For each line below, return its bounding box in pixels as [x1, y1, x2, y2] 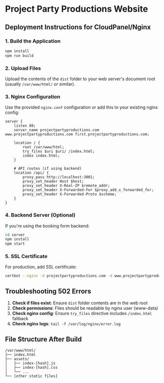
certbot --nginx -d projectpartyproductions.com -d [5, 273, 112, 278]
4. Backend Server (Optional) [5, 212, 76, 219]
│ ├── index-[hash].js [5, 360, 56, 365]
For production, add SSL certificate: [5, 264, 77, 270]
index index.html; [22, 153, 60, 158]
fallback [12, 315, 28, 321]
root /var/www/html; [22, 145, 64, 150]
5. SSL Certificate [5, 253, 48, 260]
